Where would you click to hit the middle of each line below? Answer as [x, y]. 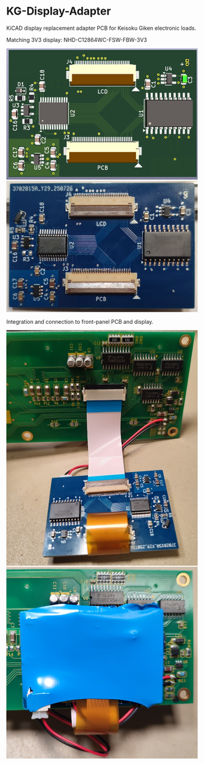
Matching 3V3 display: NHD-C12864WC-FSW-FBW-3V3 [77, 40]
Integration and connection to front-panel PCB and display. [80, 322]
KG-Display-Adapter [59, 11]
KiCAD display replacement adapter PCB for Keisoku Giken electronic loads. [101, 28]
